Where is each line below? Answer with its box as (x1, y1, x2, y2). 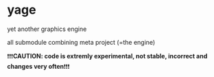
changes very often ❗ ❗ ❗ (7, 62, 70, 70)
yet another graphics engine (7, 25, 87, 33)
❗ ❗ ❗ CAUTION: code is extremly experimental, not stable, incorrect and (7, 52, 208, 60)
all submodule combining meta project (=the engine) (7, 38, 156, 46)
